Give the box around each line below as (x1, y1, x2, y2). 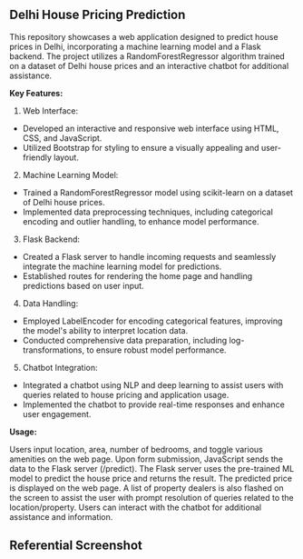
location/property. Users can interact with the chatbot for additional (9, 502, 261, 513)
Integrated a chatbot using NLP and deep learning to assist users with (22, 379, 284, 390)
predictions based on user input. (22, 280, 144, 291)
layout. (54, 152, 79, 163)
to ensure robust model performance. (85, 344, 227, 355)
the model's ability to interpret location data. (22, 324, 189, 335)
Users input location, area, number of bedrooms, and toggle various (9, 444, 263, 454)
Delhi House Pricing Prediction (9, 7, 186, 23)
